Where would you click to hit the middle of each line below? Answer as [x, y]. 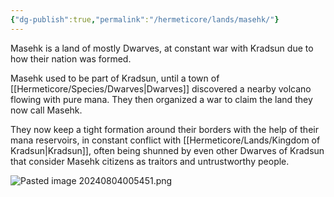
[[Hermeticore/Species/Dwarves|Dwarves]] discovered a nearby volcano [161, 88]
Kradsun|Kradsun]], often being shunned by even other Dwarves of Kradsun [167, 150]
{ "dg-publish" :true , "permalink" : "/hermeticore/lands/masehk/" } [145, 19]
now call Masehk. [46, 110]
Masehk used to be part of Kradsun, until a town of [115, 78]
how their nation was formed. [71, 58]
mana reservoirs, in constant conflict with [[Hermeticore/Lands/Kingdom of [165, 140]
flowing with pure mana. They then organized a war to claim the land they [161, 99]
